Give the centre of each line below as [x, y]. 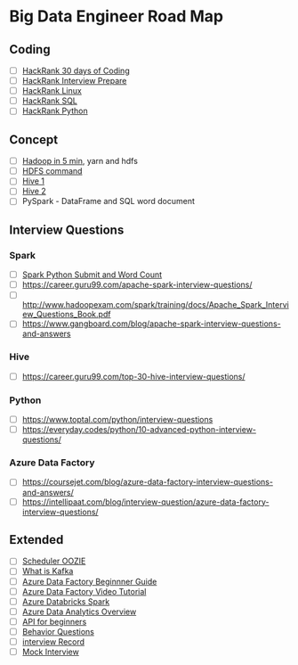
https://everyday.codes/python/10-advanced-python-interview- [139, 430]
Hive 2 [34, 191]
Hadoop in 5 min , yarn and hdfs [80, 161]
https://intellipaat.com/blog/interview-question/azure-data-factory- [145, 502]
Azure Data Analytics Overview [79, 612]
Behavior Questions [58, 631]
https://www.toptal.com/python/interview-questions [117, 420]
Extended [36, 540]
